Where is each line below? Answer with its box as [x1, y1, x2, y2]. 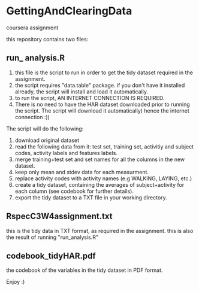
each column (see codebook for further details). [14, 187, 134, 195]
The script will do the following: [6, 125, 84, 132]
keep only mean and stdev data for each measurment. [14, 168, 149, 175]
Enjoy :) [6, 278, 25, 286]
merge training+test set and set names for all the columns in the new [14, 156, 185, 163]
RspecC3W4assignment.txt [6, 211, 113, 222]
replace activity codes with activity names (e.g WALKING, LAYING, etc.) [14, 175, 192, 182]
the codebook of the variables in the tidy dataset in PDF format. [6, 266, 163, 274]
